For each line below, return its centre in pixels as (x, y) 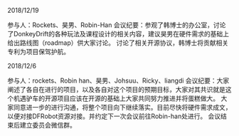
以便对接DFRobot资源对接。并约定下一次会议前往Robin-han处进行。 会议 (114, 116)
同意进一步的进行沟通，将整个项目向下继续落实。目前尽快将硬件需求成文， (122, 107)
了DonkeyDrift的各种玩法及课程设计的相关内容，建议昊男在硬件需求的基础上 (118, 34)
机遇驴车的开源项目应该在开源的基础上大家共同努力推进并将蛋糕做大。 (116, 98)
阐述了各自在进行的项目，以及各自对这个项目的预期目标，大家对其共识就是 (116, 89)
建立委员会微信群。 (48, 125)
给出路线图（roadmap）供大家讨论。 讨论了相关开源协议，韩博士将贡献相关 (118, 43)
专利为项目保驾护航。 (38, 52)
